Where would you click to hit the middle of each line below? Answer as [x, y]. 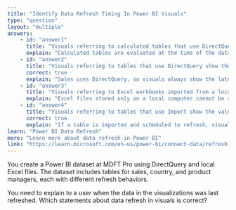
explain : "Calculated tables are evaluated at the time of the [120, 53]
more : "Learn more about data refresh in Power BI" [84, 138]
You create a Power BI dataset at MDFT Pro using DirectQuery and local [111, 164]
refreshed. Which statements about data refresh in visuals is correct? [107, 200]
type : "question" [33, 20]
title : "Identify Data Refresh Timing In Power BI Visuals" [97, 14]
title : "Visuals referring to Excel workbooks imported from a [120, 92]
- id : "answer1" [44, 40]
